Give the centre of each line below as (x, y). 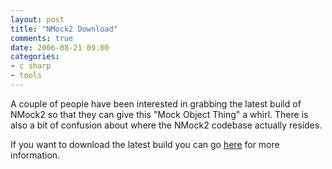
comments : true (42, 38)
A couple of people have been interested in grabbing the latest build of (156, 103)
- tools (26, 76)
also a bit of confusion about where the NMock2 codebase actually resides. (166, 125)
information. (35, 155)
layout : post (37, 19)
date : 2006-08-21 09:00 (60, 47)
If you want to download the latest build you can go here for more (145, 144)
